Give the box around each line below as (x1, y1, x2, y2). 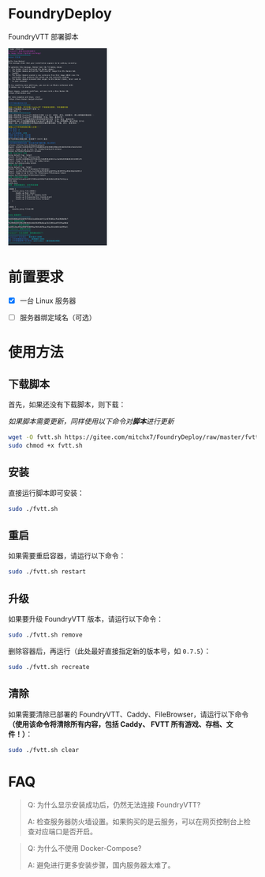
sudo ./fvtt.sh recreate (8, 663, 90, 671)
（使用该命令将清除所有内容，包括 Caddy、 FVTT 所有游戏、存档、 (8, 719, 227, 728)
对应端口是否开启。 (34, 826, 97, 836)
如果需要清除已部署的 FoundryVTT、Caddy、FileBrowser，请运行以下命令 (8, 709, 249, 719)
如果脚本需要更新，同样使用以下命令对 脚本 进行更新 (8, 417, 174, 426)
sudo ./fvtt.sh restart (8, 568, 87, 576)
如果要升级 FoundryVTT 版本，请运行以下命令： (8, 614, 164, 624)
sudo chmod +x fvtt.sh (8, 442, 83, 450)
